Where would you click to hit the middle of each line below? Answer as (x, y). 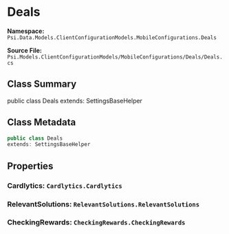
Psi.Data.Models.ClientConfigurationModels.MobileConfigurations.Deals (112, 38)
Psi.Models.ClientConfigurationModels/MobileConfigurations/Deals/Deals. (115, 57)
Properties (30, 166)
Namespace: (26, 31)
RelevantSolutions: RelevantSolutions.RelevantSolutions (103, 204)
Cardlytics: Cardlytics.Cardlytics (65, 185)
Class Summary (42, 84)
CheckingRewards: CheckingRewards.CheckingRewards (96, 222)
